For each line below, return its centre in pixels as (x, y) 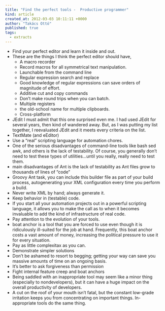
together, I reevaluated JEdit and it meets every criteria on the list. (79, 130)
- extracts (21, 38)
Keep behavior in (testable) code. (46, 198)
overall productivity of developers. (47, 287)
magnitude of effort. (40, 88)
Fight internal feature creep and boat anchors (58, 272)
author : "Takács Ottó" (28, 23)
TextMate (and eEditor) (35, 135)
